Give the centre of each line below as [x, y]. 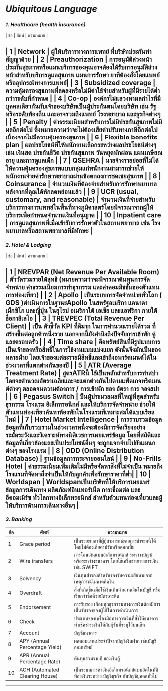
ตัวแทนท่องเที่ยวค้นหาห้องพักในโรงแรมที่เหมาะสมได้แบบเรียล [80, 412]
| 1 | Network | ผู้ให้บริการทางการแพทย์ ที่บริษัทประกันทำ [79, 52]
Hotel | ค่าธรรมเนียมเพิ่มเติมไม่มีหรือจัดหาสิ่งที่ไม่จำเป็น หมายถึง [84, 466]
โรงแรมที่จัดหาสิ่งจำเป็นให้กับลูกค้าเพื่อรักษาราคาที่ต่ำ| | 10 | [78, 474]
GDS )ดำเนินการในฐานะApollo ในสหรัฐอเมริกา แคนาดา [77, 303]
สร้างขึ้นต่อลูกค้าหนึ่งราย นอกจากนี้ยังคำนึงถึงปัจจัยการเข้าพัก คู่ [81, 334]
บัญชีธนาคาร [85, 633]
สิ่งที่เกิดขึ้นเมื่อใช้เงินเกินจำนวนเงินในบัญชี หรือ [117, 590]
